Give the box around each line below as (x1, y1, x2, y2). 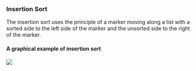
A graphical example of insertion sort (6, 45, 101, 52)
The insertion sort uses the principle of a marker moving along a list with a (6, 19, 191, 26)
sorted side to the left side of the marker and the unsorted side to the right (6, 25, 191, 32)
